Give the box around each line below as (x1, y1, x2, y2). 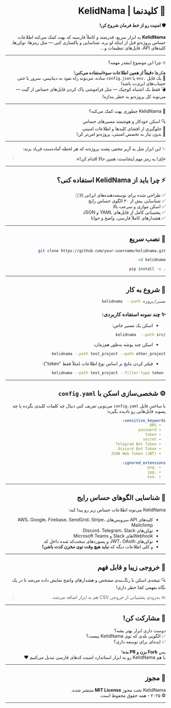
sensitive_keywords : (122, 418, 166, 423)
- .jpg (147, 469, 161, 475)
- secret (142, 437, 161, 442)
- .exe (147, 475, 161, 480)
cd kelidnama (138, 257, 166, 262)
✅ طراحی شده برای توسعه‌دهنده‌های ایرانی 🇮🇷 (75, 192, 166, 198)
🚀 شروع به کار (126, 285, 166, 294)
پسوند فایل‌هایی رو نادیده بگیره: (106, 408, 166, 414)
